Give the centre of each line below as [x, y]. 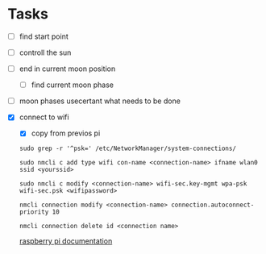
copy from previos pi [66, 133]
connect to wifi [44, 117]
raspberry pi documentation [66, 241]
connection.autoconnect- [213, 205]
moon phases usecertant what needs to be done [100, 101]
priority [34, 212]
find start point [44, 36]
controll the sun [45, 52]
